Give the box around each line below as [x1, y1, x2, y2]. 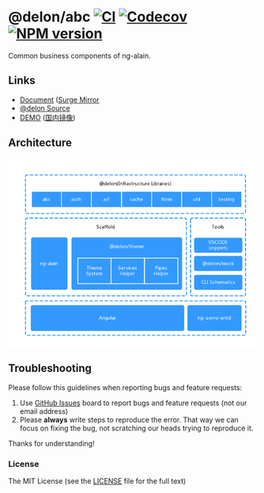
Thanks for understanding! [8, 438, 95, 448]
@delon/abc [8, 8, 91, 26]
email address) [19, 406, 69, 415]
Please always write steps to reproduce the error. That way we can [19, 415, 239, 424]
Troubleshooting [8, 362, 92, 375]
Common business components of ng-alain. [8, 51, 152, 60]
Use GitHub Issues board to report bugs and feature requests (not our [19, 398, 247, 408]
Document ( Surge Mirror [19, 95, 100, 104]
